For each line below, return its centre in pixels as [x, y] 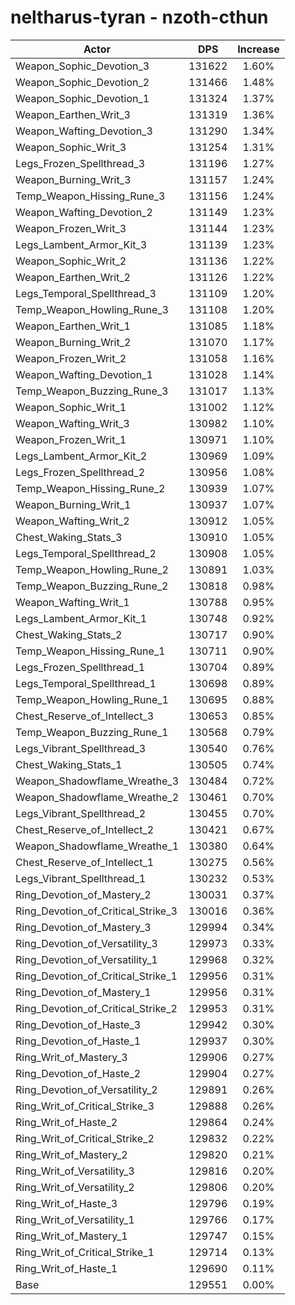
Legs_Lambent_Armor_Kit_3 [81, 244]
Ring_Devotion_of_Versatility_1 [86, 959]
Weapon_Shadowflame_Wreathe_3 [97, 781]
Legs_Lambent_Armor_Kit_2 [81, 456]
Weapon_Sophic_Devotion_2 [82, 82]
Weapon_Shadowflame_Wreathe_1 [97, 846]
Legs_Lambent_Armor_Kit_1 [81, 618]
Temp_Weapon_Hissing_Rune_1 [90, 651]
